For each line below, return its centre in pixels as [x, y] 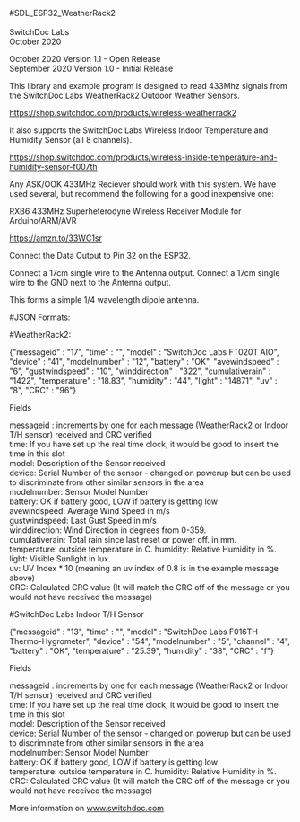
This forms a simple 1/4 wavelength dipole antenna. [104, 300]
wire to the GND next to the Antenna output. [90, 283]
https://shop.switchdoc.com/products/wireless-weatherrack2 [123, 113]
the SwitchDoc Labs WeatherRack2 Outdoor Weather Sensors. [124, 95]
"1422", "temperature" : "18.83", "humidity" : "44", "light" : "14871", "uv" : [143, 380]
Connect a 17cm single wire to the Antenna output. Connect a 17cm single [145, 273]
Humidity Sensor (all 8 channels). [71, 140]
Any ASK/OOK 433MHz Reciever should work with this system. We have [143, 184]
